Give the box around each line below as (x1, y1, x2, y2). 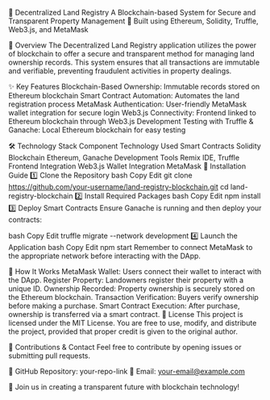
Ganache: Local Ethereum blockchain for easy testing (8, 125, 186, 135)
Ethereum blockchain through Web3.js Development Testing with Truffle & (8, 117, 254, 126)
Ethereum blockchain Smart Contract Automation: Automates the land (8, 91, 240, 100)
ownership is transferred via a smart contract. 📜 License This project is (8, 310, 243, 319)
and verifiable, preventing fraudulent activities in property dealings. (8, 66, 232, 76)
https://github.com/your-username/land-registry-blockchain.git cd (8, 182, 229, 191)
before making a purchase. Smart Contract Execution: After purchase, (8, 301, 240, 310)
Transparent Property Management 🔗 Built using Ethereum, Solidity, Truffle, (8, 16, 259, 26)
